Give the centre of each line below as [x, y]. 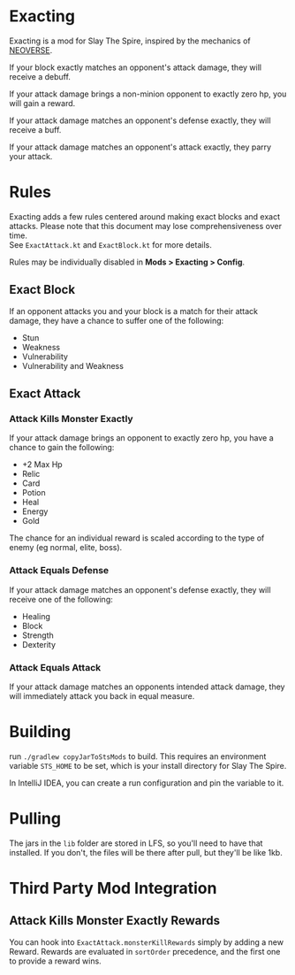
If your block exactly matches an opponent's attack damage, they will [136, 67]
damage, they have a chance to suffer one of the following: [117, 320]
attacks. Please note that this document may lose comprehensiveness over [146, 226]
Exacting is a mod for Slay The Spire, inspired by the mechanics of [130, 41]
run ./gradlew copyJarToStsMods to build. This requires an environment [138, 756]
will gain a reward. [42, 103]
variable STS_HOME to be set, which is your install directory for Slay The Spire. [148, 765]
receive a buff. [35, 129]
